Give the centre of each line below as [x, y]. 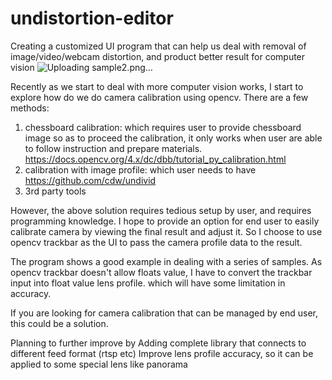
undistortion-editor [92, 18]
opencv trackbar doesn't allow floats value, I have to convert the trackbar [161, 272]
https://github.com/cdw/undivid [90, 180]
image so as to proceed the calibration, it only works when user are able [173, 138]
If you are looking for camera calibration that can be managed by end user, [164, 313]
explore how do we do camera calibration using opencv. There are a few [159, 97]
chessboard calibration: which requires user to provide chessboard [163, 127]
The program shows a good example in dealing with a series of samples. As [166, 261]
